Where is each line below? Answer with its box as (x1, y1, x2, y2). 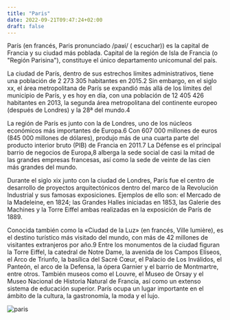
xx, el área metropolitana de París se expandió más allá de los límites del (7, 84, 212, 93)
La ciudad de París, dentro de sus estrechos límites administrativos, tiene (7, 69, 214, 78)
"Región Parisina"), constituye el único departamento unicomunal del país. (7, 56, 218, 65)
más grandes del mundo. (7, 163, 78, 172)
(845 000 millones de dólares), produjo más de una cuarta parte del (7, 134, 199, 142)
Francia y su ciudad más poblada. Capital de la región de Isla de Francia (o (7, 49, 218, 57)
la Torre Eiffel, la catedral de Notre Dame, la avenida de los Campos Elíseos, (7, 248, 222, 256)
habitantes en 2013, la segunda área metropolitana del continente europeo (7, 99, 218, 107)
